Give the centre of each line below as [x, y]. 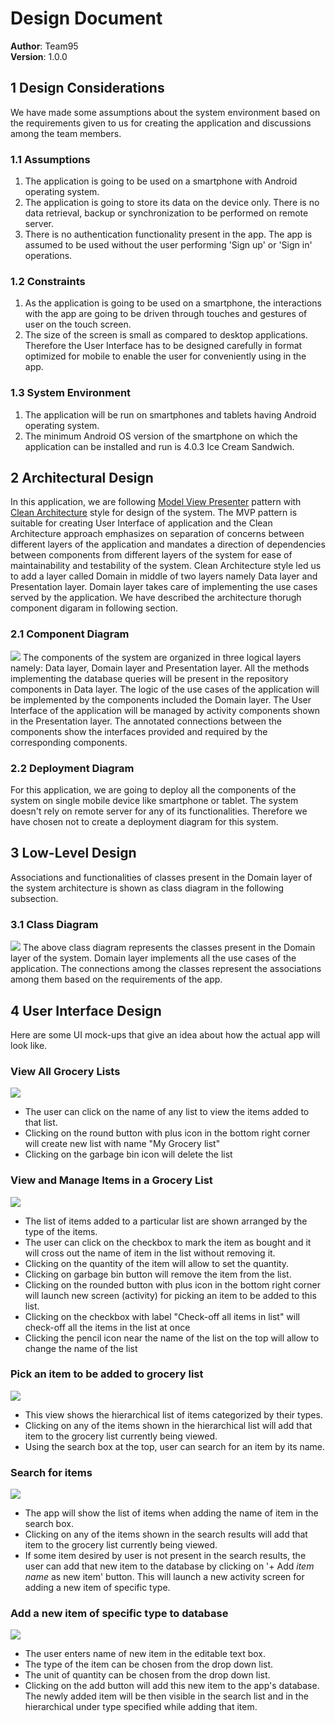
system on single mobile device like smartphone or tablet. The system [154, 801]
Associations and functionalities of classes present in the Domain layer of [161, 877]
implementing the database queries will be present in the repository [149, 678]
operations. [48, 256]
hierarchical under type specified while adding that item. [141, 1707]
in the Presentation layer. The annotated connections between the [146, 721]
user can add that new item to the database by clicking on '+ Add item [169, 1566]
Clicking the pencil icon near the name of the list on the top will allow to [172, 1338]
